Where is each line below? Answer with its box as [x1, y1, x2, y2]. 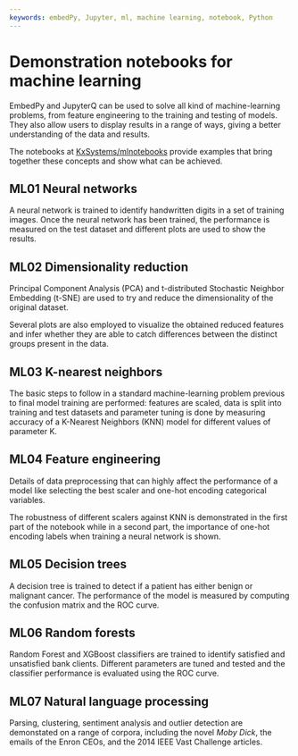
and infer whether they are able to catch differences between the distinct [9, 329, 278, 340]
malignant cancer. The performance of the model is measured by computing [9, 590, 290, 601]
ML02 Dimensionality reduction [9, 259, 189, 274]
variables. [9, 494, 46, 505]
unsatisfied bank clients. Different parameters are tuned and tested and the [9, 659, 286, 669]
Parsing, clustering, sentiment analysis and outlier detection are [9, 718, 244, 728]
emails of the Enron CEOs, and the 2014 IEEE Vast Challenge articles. [9, 736, 263, 747]
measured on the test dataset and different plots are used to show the [9, 224, 266, 235]
